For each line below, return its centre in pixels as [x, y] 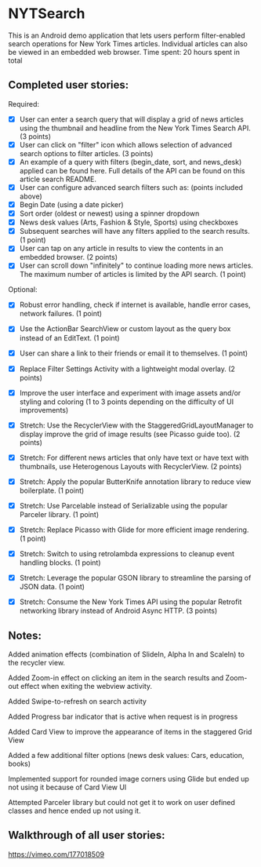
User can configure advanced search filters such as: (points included [131, 187]
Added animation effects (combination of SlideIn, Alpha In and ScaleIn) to [127, 654]
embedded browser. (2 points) [69, 257]
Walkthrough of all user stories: [87, 835]
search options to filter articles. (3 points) [86, 153]
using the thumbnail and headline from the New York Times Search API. [135, 128]
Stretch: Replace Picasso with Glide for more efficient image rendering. [134, 530]
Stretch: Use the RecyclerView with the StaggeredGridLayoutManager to [136, 425]
